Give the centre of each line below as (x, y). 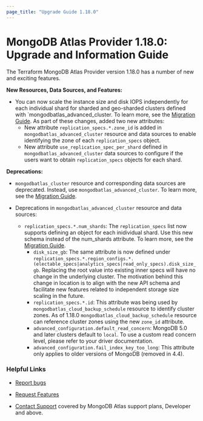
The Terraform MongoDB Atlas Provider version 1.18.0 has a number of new (100, 72)
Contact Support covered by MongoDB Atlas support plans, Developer (103, 406)
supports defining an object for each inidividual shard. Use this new (108, 232)
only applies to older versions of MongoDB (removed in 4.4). (109, 354)
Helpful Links (26, 369)
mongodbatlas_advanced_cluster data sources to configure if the (104, 153)
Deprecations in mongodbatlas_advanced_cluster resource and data (98, 207)
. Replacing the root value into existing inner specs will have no (117, 270)
